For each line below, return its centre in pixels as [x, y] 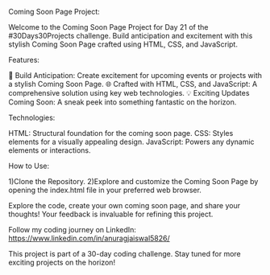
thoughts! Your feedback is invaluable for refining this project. [111, 214]
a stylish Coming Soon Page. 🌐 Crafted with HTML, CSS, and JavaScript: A [133, 84]
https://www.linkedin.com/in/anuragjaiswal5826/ [89, 238]
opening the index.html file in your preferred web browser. [105, 190]
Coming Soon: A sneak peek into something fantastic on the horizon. [123, 102]
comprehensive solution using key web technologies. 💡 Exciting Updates [129, 93]
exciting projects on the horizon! [62, 262]
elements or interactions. [50, 150]
